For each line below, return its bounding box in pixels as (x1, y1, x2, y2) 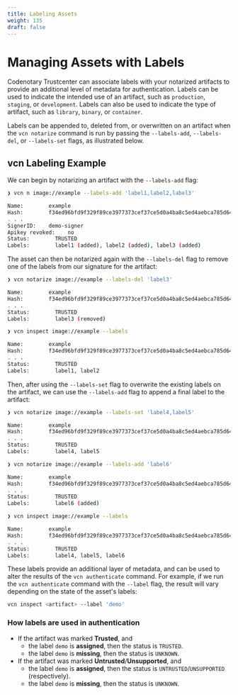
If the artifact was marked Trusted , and (17, 634, 133, 643)
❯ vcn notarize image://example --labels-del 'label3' (7, 276, 173, 284)
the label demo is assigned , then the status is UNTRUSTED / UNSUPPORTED (28, 664, 225, 672)
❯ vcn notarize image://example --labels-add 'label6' (7, 460, 173, 468)
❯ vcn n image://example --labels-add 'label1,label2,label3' (7, 189, 195, 197)
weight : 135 (7, 17, 42, 24)
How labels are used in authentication (7, 618, 140, 628)
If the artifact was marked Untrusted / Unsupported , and (17, 657, 182, 665)
